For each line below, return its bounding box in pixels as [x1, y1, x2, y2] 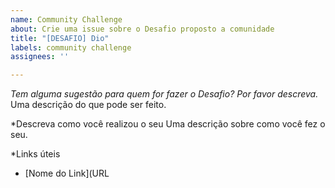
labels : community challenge [10, 42, 132, 53]
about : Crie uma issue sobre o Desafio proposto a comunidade [10, 24, 275, 34]
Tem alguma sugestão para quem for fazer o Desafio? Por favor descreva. [10, 88, 319, 100]
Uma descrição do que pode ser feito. [10, 99, 167, 111]
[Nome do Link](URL [24, 167, 110, 180]
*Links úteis [10, 148, 61, 160]
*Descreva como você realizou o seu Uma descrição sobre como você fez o [10, 118, 326, 130]
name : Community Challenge [10, 14, 123, 25]
